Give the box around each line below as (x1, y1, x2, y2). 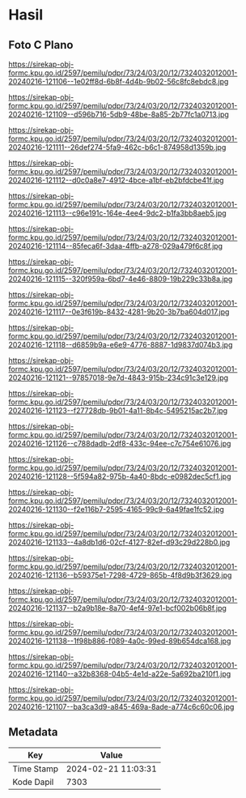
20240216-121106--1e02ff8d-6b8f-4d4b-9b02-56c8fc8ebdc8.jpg (8, 77, 229, 86)
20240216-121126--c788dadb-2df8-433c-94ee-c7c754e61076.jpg (8, 439, 231, 448)
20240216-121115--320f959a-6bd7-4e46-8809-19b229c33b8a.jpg (8, 274, 233, 284)
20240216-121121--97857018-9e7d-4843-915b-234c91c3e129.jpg (8, 373, 229, 382)
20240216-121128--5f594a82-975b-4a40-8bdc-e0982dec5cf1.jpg (8, 472, 231, 481)
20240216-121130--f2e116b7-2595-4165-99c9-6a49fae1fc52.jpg (8, 505, 225, 514)
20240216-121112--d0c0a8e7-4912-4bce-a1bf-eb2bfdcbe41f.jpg (8, 176, 224, 185)
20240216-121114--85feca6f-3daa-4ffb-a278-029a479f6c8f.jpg (8, 241, 223, 250)
